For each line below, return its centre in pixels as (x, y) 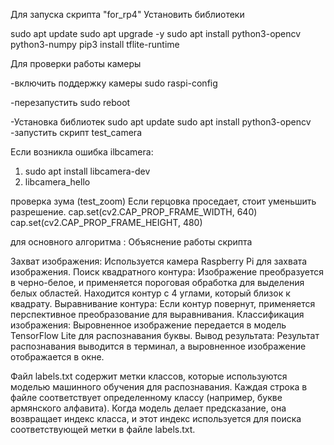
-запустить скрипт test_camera (76, 132)
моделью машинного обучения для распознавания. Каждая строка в (159, 387)
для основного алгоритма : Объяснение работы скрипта (131, 242)
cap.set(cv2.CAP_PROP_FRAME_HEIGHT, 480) (106, 222)
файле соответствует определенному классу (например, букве (146, 397)
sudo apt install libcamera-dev (87, 171)
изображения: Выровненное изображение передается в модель (148, 325)
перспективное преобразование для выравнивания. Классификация (157, 314)
